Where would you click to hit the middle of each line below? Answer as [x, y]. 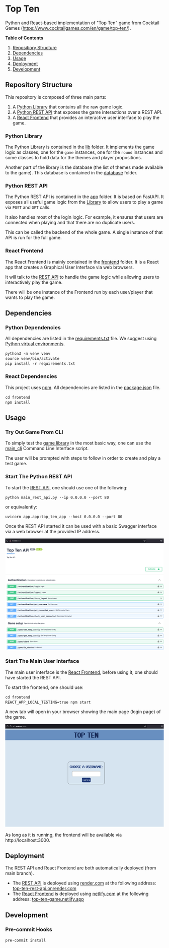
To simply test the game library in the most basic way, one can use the [78, 443]
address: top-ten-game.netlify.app [48, 899]
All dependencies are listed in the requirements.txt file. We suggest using [81, 339]
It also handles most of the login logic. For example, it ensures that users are [84, 217]
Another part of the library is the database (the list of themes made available [84, 167]
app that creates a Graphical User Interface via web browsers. [70, 267]
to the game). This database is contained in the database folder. [71, 173]
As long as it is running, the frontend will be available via [64, 835]
